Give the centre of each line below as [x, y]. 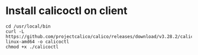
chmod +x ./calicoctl [32, 47]
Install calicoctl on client [66, 11]
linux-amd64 [20, 42]
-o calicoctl [53, 42]
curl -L [15, 31]
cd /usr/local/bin [28, 26]
